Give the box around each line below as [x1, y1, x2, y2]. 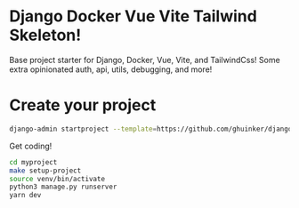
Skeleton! [9, 25, 82, 45]
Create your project [9, 95, 157, 116]
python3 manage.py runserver [9, 182, 117, 192]
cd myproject [9, 157, 58, 166]
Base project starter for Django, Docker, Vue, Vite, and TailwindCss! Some [9, 54, 280, 65]
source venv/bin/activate [9, 174, 105, 183]
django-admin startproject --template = [9, 124, 158, 133]
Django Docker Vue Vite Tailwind [9, 6, 258, 27]
